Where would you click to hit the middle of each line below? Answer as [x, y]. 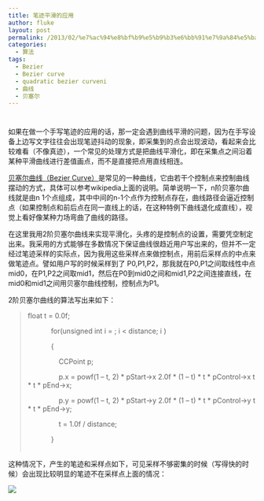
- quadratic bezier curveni [61, 81]
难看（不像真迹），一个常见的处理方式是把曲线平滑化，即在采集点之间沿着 [134, 151]
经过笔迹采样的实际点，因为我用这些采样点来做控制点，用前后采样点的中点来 [132, 254]
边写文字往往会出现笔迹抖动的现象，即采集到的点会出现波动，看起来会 [135, 142]
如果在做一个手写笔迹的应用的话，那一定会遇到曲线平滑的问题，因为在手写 [128, 132]
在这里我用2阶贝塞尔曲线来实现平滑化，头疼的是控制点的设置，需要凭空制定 [131, 234]
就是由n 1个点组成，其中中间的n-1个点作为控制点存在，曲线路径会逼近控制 [134, 198]
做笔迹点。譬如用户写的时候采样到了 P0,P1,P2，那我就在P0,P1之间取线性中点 [132, 264]
